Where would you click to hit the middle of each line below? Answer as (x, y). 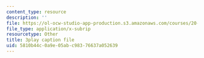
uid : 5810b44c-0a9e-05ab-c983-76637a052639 (62, 46)
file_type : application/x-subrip (49, 29)
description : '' (27, 18)
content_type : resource (36, 12)
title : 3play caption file (40, 40)
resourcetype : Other (32, 34)
